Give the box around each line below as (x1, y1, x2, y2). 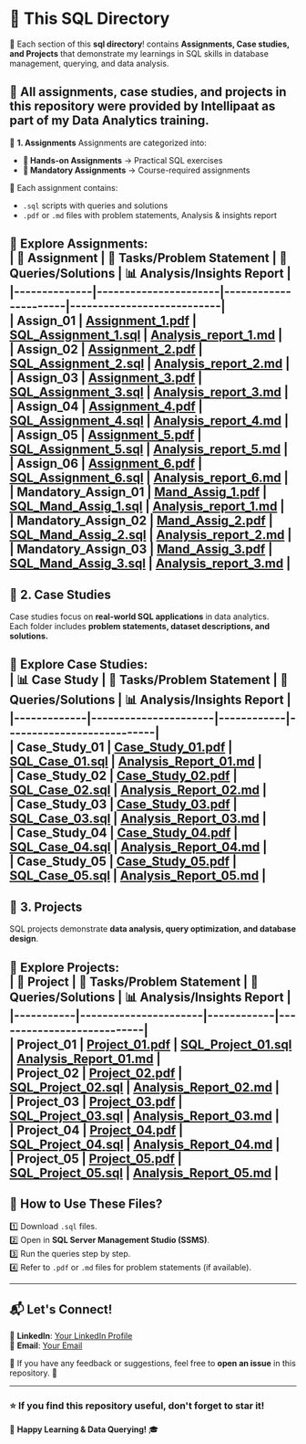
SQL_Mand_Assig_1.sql (9, 499, 143, 514)
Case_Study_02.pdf (116, 768, 230, 784)
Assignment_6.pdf (87, 456, 196, 471)
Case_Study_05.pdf (116, 854, 230, 870)
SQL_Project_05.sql (9, 1165, 123, 1181)
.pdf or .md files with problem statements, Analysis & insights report (22, 209, 278, 220)
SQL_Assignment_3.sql (9, 385, 144, 400)
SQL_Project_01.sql (180, 1037, 292, 1052)
